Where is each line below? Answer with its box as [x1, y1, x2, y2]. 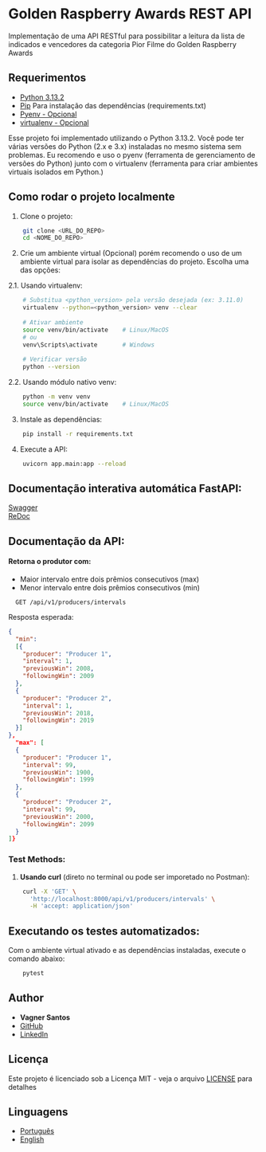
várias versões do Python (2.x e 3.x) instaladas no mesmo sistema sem [8, 141, 241, 151]
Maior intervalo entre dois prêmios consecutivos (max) [19, 574, 200, 584]
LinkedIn [19, 1029, 49, 1039]
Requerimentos [8, 71, 87, 84]
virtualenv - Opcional [19, 117, 89, 127]
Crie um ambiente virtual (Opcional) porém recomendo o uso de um [19, 249, 243, 258]
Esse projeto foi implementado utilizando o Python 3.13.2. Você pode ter [8, 133, 244, 143]
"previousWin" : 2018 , [22, 709, 94, 717]
